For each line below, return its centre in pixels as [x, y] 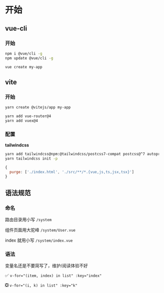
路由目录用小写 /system [29, 220]
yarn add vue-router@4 [28, 116]
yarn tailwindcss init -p [31, 158]
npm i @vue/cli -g [24, 53]
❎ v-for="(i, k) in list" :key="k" [41, 285]
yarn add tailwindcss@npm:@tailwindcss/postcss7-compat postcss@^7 [75, 154]
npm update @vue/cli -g [29, 58]
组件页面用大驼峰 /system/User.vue [40, 230]
